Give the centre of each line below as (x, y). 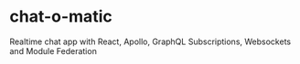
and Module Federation (54, 50)
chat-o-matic (61, 17)
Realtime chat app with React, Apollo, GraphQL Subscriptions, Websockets (150, 41)
